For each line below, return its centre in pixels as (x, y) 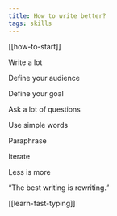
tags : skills (30, 23)
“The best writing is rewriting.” (59, 188)
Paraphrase (27, 140)
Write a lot (25, 62)
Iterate (19, 156)
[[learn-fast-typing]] (42, 203)
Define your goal (36, 93)
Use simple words (38, 125)
